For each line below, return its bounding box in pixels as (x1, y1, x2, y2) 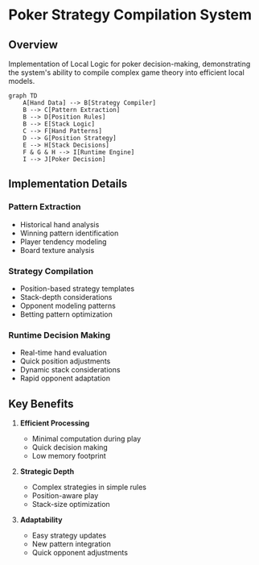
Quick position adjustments (19, 356, 111, 366)
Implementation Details (8, 177, 128, 191)
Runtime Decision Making (8, 329, 111, 340)
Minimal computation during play (31, 434, 142, 444)
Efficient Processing (19, 418, 90, 428)
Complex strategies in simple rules (31, 482, 147, 492)
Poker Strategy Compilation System (8, 6, 252, 24)
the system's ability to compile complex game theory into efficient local (8, 68, 245, 77)
